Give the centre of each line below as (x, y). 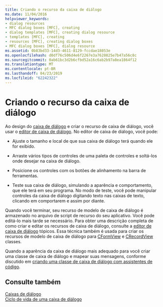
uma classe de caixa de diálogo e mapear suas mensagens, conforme (76, 256)
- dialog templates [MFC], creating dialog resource (60, 32)
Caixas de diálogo (23, 294)
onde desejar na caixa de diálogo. (46, 161)
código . (13, 267)
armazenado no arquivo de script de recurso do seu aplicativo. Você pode (80, 215)
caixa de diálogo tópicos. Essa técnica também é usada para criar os (74, 231)
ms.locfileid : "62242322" (31, 78)
